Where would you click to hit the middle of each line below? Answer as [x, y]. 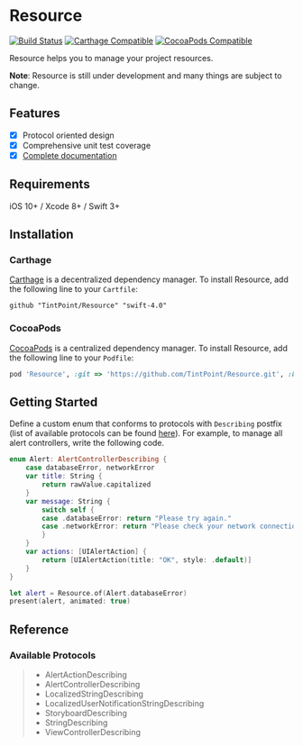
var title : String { [64, 477]
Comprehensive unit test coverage [87, 145]
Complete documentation [69, 155]
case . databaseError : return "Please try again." [137, 518]
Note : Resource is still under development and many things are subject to [146, 75]
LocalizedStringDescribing [94, 694]
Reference [39, 629]
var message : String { [68, 501]
